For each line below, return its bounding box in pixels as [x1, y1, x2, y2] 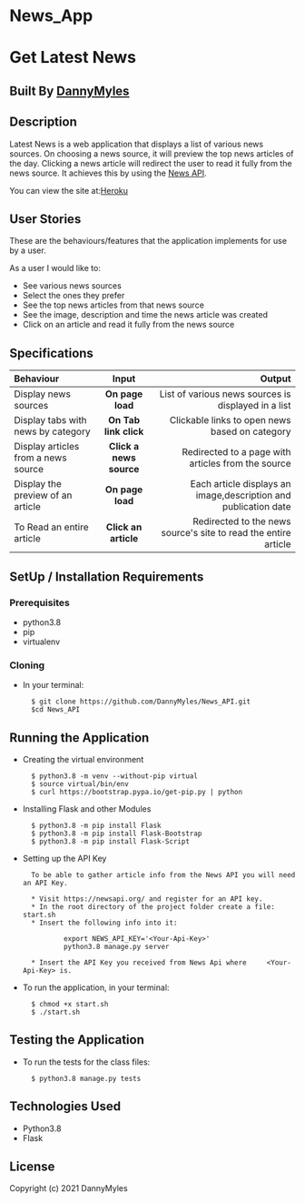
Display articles [14, 440, 80, 453]
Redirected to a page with [181, 446, 291, 459]
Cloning [9, 659, 45, 672]
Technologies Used [9, 1098, 121, 1115]
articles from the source [189, 457, 291, 470]
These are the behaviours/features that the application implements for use [9, 236, 288, 247]
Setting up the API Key [22, 853, 107, 864]
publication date [221, 500, 291, 513]
